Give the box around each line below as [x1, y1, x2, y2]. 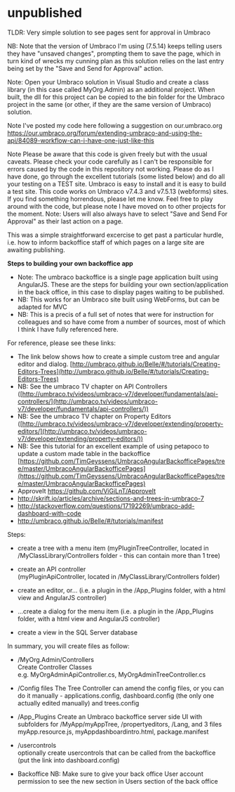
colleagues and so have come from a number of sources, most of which [17, 318, 226, 326]
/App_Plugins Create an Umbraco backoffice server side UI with [17, 712, 203, 721]
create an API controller [17, 564, 86, 573]
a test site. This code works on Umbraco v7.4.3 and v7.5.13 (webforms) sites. [7, 187, 229, 195]
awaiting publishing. [7, 245, 65, 254]
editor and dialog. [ [17, 360, 72, 368]
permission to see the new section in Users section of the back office [17, 777, 219, 785]
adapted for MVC [17, 302, 68, 311]
